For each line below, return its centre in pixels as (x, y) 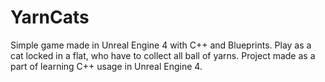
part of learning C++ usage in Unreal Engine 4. (106, 66)
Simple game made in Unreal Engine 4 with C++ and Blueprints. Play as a (161, 45)
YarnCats (50, 17)
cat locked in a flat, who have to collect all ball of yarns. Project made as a (163, 55)
